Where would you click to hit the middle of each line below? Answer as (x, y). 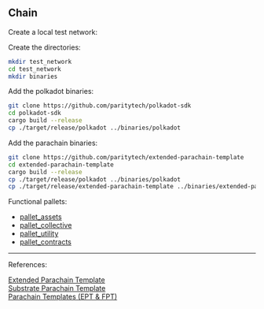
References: (27, 265)
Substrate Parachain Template (57, 289)
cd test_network (35, 69)
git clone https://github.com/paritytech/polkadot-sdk (100, 106)
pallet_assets (40, 217)
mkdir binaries (33, 76)
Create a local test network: (53, 32)
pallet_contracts (46, 242)
